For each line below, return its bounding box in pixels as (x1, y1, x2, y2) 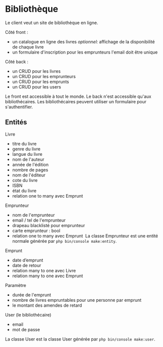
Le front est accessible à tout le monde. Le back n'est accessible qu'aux (5, 93, 151, 99)
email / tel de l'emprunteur (12, 217, 66, 223)
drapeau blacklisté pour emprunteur (12, 222, 85, 228)
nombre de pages (12, 167, 48, 173)
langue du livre (12, 151, 43, 157)
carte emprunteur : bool (12, 228, 60, 233)
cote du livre (12, 177, 38, 183)
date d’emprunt (12, 257, 43, 263)
